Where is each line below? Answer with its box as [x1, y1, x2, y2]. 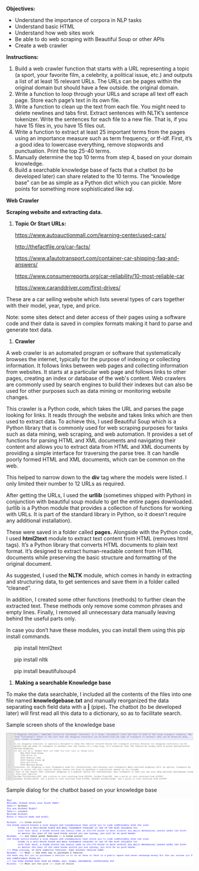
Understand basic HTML [14, 23, 75, 30]
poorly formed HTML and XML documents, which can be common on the [6, 456, 185, 463]
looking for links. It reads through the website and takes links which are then [6, 411, 193, 419]
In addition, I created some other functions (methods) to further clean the [6, 596, 185, 603]
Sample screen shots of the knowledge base [6, 721, 115, 728]
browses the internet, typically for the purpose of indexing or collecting [6, 356, 181, 362]
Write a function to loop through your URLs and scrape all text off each [14, 91, 188, 97]
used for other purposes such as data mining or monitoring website [6, 388, 171, 394]
